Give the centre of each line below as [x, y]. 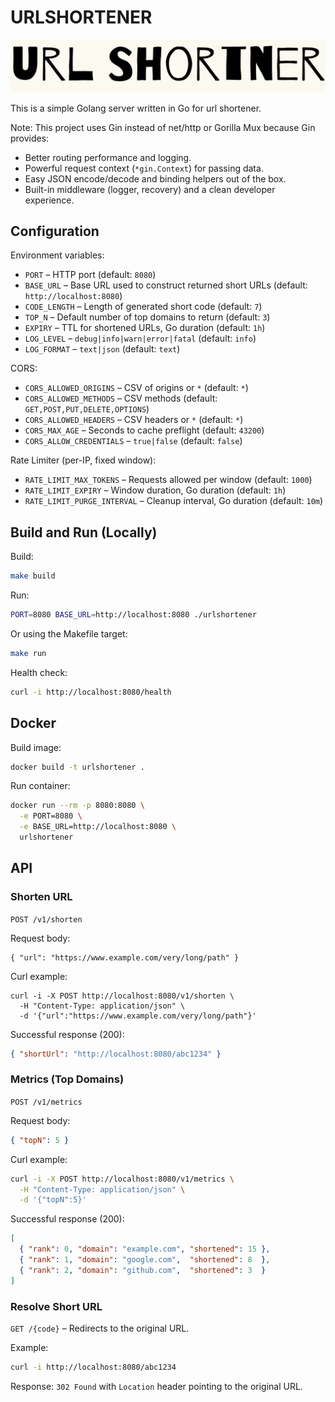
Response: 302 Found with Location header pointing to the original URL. [156, 1386]
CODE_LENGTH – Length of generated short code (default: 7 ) [143, 307]
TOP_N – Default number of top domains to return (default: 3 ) [147, 317]
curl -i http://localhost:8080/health [91, 692]
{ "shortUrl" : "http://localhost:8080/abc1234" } [116, 1054]
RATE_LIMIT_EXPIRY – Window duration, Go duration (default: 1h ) [155, 490]
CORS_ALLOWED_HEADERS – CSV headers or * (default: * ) [134, 420]
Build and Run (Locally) [84, 532]
